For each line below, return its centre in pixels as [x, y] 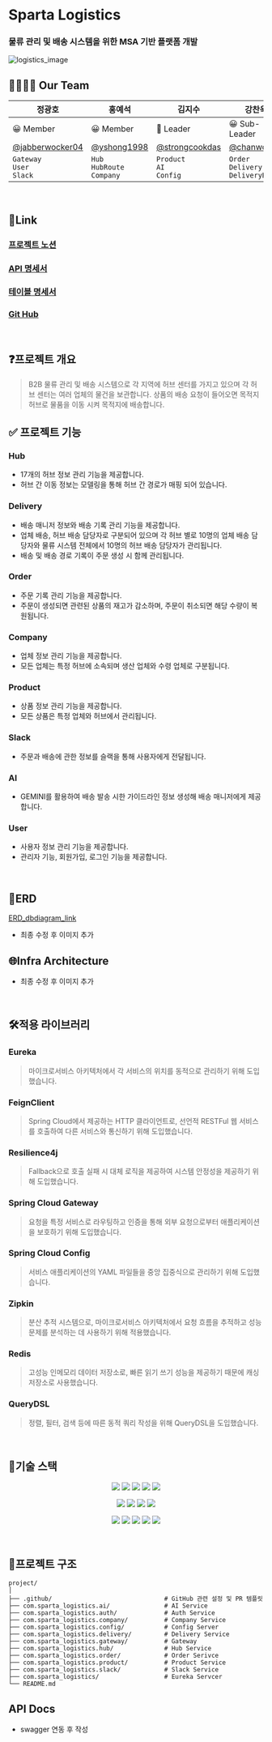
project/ [23, 1583]
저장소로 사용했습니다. [63, 1382]
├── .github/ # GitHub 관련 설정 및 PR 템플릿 [136, 1599]
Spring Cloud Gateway [53, 1203]
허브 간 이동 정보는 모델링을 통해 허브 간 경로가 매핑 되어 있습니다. [123, 485]
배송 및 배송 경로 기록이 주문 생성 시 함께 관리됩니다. [102, 555]
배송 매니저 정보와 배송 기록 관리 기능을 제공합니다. [100, 525]
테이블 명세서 [32, 292]
